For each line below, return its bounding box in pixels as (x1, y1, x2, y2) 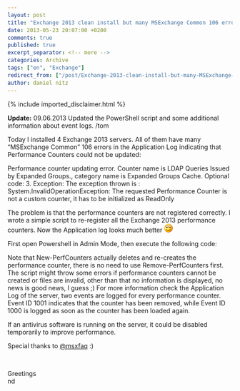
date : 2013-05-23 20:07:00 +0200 (7, 26, 107, 34)
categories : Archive (7, 57, 69, 64)
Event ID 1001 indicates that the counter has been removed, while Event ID (7, 298, 226, 307)
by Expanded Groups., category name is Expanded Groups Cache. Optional (7, 171, 230, 180)
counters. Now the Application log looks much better (7, 225, 163, 234)
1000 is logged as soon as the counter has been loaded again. (7, 306, 191, 315)
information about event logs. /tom (7, 121, 109, 130)
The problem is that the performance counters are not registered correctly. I (7, 208, 231, 217)
